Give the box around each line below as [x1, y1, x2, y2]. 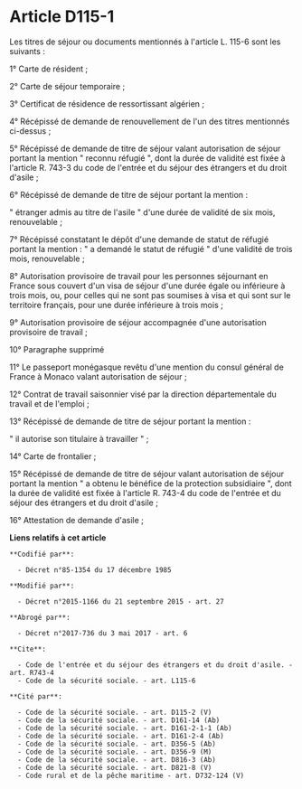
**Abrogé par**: [9, 613, 71, 622]
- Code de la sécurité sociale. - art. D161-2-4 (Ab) [17, 731, 224, 740]
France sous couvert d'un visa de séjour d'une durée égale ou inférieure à [9, 280, 286, 291]
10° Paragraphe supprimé [9, 343, 105, 354]
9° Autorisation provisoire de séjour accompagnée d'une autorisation [9, 316, 267, 327]
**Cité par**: [9, 691, 63, 701]
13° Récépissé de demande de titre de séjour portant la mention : [9, 416, 251, 427]
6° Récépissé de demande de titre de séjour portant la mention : [9, 189, 249, 200]
